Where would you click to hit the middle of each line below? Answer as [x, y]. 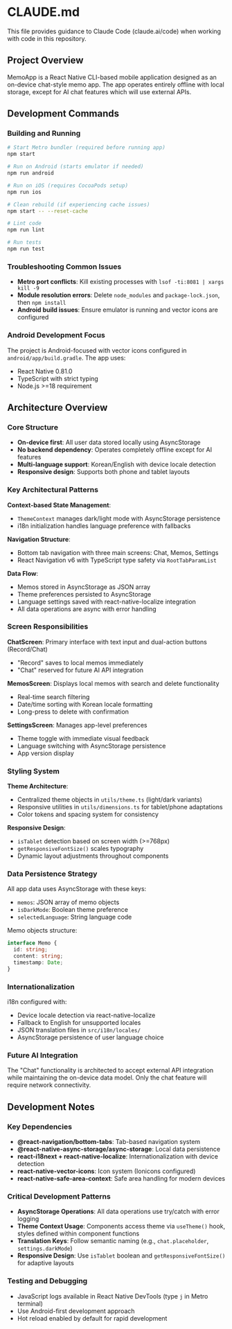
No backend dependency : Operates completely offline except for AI [115, 450]
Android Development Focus [56, 335]
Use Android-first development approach [76, 1311]
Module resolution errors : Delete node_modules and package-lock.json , [118, 295]
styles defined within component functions [78, 1233]
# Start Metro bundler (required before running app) [87, 148]
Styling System [34, 771]
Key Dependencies [40, 1127]
